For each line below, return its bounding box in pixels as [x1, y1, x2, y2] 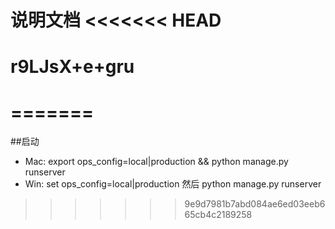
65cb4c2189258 [184, 209, 253, 221]
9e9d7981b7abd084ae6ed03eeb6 [184, 198, 326, 210]
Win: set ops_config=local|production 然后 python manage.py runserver [24, 178, 322, 190]
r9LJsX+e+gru [10, 56, 135, 78]
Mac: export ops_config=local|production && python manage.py [24, 156, 289, 168]
